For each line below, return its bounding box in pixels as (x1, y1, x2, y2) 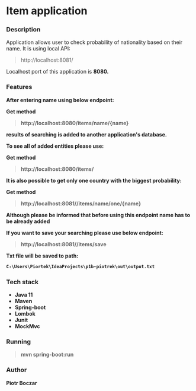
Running (6, 337, 31, 345)
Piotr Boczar (6, 379, 37, 386)
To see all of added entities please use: (6, 142, 104, 150)
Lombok (14, 310, 36, 317)
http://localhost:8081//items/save (20, 240, 107, 247)
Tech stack (6, 278, 38, 286)
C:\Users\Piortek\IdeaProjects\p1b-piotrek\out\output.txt (6, 263, 155, 269)
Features (6, 83, 33, 91)
